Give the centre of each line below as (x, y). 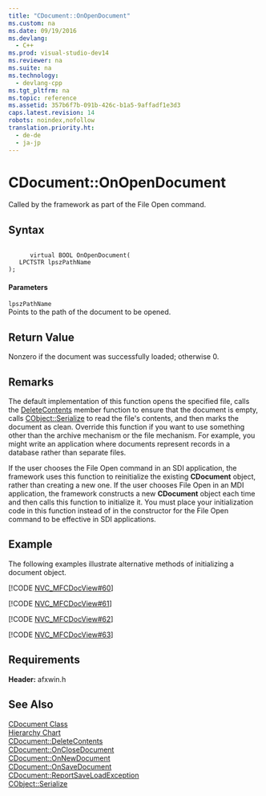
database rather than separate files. (67, 453)
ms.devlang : (28, 38)
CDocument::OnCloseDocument (61, 749)
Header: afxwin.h (37, 679)
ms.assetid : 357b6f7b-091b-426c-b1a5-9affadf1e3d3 (95, 105)
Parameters (28, 287)
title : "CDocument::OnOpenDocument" (69, 16)
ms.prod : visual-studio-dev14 (59, 53)
